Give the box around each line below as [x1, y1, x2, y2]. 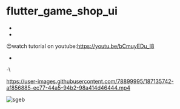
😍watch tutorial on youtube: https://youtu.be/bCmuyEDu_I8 [6, 42, 155, 50]
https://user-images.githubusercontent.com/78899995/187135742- [6, 78, 174, 85]
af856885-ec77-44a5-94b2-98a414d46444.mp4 [6, 84, 131, 91]
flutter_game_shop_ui [6, 4, 118, 18]
